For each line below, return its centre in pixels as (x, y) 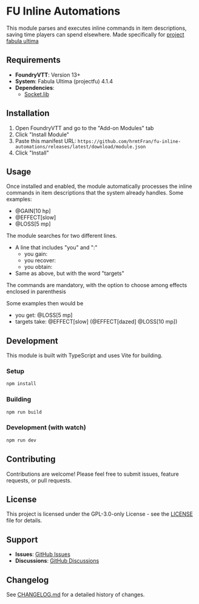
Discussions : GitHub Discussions (57, 561)
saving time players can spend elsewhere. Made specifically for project (95, 34)
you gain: (35, 254)
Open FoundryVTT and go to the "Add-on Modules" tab (84, 128)
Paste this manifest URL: (46, 141)
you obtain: (38, 267)
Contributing (31, 460)
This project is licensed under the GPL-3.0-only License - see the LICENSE (99, 514)
